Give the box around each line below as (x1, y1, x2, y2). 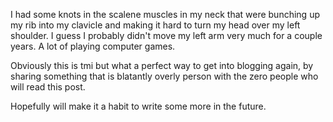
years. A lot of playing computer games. (10, 40, 176, 52)
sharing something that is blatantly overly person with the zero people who (10, 70, 319, 82)
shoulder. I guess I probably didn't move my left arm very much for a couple (10, 30, 323, 41)
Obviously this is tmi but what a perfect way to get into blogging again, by (10, 60, 314, 71)
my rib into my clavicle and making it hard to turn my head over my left (10, 19, 301, 31)
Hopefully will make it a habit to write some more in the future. (10, 100, 267, 112)
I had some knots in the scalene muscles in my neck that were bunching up (10, 9, 320, 20)
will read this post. (10, 81, 86, 93)
